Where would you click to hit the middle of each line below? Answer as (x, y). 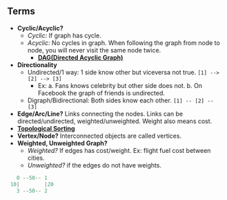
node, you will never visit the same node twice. (94, 50)
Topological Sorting (46, 128)
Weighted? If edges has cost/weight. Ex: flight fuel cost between (119, 150)
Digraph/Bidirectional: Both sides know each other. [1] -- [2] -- (120, 100)
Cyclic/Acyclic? (40, 28)
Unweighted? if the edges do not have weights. (95, 165)
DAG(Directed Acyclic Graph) (80, 57)
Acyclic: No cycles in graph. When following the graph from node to (124, 43)
